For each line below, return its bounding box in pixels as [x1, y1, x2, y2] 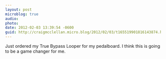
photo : [5, 20, 19, 26]
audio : [5, 16, 19, 21]
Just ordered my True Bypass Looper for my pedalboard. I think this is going [5, 43, 161, 49]
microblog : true [5, 12, 39, 17]
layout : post [5, 7, 32, 12]
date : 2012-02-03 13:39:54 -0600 [5, 25, 74, 30]
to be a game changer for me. [5, 48, 66, 54]
